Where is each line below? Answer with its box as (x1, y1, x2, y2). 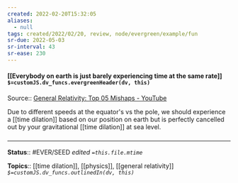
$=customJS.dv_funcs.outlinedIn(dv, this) (7, 170, 135, 177)
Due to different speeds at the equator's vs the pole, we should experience (7, 108, 226, 116)
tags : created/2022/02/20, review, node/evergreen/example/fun (7, 30, 198, 38)
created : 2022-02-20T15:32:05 (7, 10, 97, 18)
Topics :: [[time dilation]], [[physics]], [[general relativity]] (7, 162, 174, 170)
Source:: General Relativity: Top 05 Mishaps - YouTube (7, 94, 167, 103)
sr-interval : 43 (7, 43, 55, 50)
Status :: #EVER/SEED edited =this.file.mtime (7, 148, 143, 157)
